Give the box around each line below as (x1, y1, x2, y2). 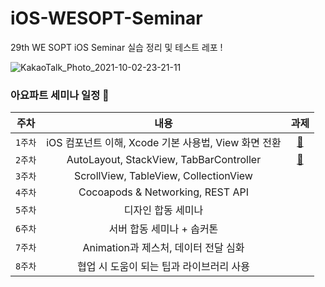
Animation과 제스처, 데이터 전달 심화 (82, 241, 245, 255)
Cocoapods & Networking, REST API (78, 185, 249, 199)
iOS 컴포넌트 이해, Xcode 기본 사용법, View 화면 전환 (46, 136, 282, 150)
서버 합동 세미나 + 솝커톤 (108, 222, 219, 236)
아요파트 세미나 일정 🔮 (10, 88, 110, 102)
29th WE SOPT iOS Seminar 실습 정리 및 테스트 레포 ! (10, 41, 223, 53)
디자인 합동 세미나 (123, 203, 204, 217)
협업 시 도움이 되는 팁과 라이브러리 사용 (76, 260, 250, 274)
